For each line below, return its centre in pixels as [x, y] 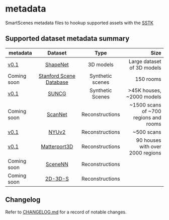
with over [150, 146]
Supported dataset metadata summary [67, 39]
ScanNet [57, 114]
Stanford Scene [57, 76]
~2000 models [144, 96]
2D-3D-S [57, 179]
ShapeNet [57, 65]
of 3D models [145, 68]
